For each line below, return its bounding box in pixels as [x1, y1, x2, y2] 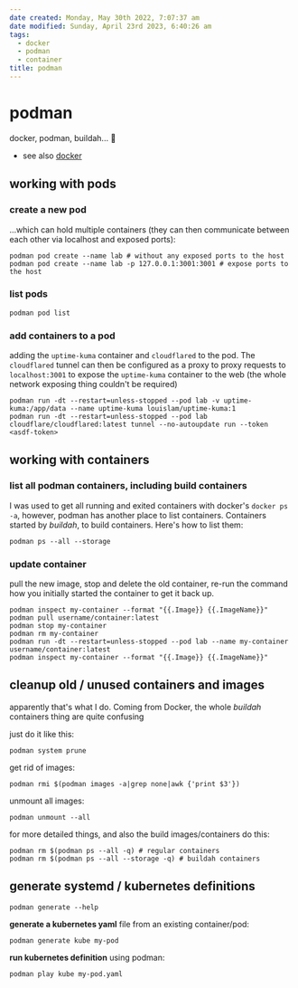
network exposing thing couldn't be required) [9, 379, 178, 390]
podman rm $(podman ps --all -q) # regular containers [9, 846, 220, 855]
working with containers [9, 452, 150, 468]
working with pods [9, 176, 116, 192]
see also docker [22, 150, 83, 161]
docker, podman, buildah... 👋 [9, 132, 116, 143]
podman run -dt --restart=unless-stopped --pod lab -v [9, 396, 220, 405]
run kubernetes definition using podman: [9, 952, 165, 963]
